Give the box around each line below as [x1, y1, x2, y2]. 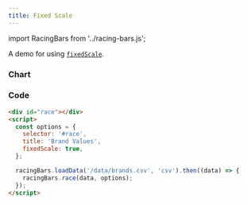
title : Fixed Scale [8, 11, 73, 20]
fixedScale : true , [22, 145, 83, 153]
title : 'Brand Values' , [22, 137, 102, 145]
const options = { [15, 122, 77, 131]
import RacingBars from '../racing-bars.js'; [8, 33, 146, 43]
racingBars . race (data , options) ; [22, 174, 133, 182]
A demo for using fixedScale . [8, 48, 105, 58]
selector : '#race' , [22, 130, 87, 138]
